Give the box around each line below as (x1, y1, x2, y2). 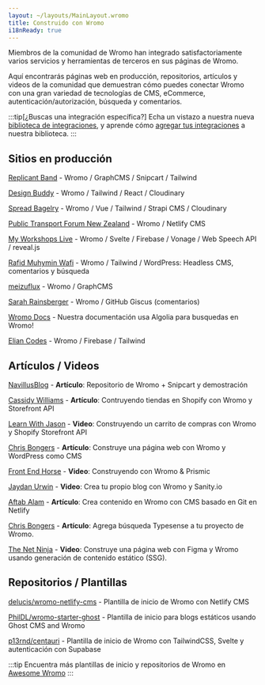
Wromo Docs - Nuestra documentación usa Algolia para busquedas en (8, 312, 239, 322)
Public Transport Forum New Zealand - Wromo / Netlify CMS (8, 219, 206, 229)
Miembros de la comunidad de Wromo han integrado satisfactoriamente (8, 48, 243, 58)
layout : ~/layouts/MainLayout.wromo (8, 11, 129, 20)
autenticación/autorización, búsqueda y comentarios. (8, 97, 183, 107)
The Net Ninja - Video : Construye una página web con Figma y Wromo (8, 545, 239, 554)
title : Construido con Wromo (8, 19, 104, 27)
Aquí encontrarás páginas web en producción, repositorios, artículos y (8, 72, 238, 81)
